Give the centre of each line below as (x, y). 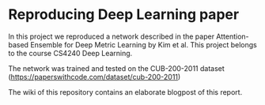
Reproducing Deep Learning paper (124, 15)
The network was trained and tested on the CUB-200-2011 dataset (117, 68)
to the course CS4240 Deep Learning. (70, 53)
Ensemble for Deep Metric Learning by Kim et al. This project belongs (144, 44)
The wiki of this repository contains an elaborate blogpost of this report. (125, 92)
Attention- (233, 36)
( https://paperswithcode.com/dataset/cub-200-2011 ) (95, 77)
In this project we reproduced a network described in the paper (112, 36)
